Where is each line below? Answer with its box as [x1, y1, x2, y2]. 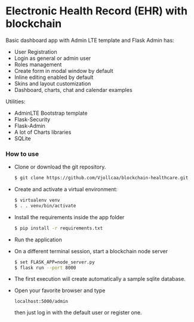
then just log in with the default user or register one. [14, 309, 142, 316]
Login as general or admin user [14, 54, 91, 62]
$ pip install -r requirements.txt [14, 225, 103, 231]
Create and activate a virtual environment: [14, 186, 118, 193]
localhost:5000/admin [14, 299, 68, 305]
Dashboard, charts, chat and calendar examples [14, 86, 133, 93]
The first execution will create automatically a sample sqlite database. [14, 275, 186, 283]
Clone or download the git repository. [14, 163, 106, 171]
